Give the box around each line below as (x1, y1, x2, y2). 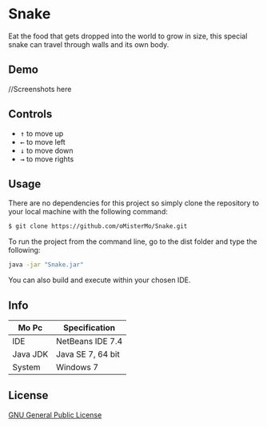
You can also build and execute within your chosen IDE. (8, 275, 191, 285)
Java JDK (12, 349, 49, 360)
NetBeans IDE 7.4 (55, 335, 123, 346)
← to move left (19, 137, 66, 146)
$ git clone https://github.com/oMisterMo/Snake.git (8, 222, 188, 230)
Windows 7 (55, 361, 98, 373)
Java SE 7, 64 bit (55, 349, 120, 360)
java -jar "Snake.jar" (8, 261, 84, 269)
